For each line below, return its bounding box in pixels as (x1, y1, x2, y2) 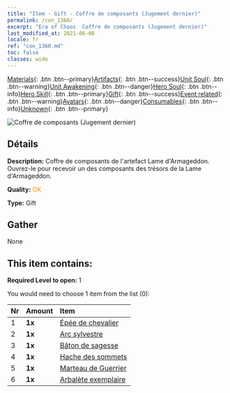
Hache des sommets (59, 352, 128, 362)
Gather (7, 218, 38, 230)
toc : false (7, 50, 39, 57)
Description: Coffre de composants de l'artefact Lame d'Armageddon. (7, 156, 210, 165)
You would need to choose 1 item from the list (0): (7, 290, 150, 298)
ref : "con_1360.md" (7, 43, 64, 50)
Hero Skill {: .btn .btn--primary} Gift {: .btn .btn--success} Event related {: (20, 89, 223, 98)
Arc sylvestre (59, 329, 103, 339)
